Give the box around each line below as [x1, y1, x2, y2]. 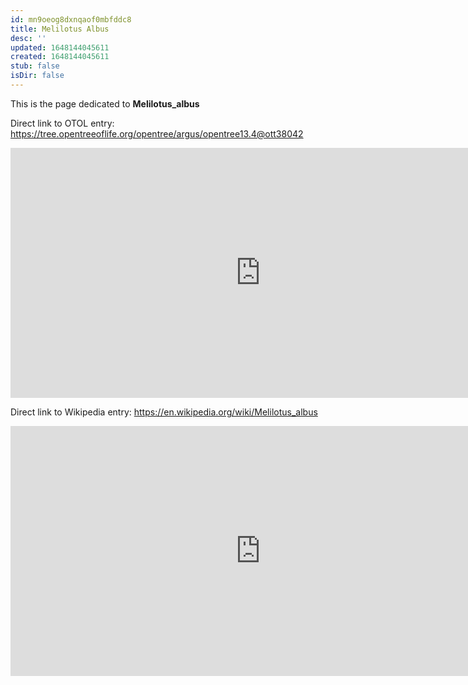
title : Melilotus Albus [10, 24, 110, 34]
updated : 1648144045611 [10, 42, 110, 53]
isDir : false [10, 71, 65, 81]
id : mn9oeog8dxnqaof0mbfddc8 [10, 14, 132, 25]
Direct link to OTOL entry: [10, 117, 115, 129]
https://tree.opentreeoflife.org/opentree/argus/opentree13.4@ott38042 [10, 127, 304, 140]
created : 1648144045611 [10, 52, 110, 62]
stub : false [10, 61, 60, 71]
